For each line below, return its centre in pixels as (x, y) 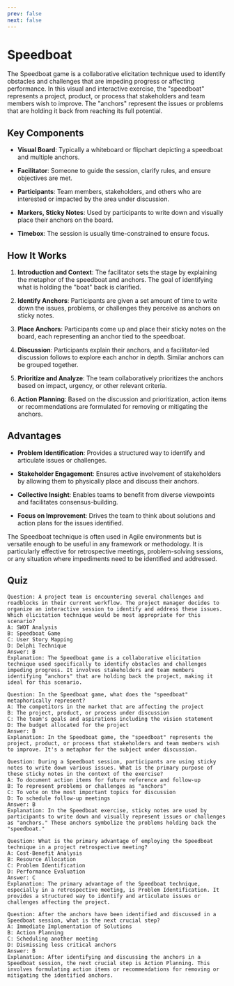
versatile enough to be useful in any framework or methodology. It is (105, 544)
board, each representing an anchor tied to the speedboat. (101, 336)
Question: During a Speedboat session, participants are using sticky (112, 761)
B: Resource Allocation (42, 859)
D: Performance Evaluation (46, 872)
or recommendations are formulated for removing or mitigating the (112, 407)
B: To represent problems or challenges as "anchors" (87, 786)
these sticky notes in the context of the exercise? (85, 774)
